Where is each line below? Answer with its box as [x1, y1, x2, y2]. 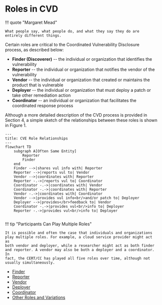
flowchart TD [5, 144, 31, 149]
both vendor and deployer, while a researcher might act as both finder [5, 243, 155, 248]
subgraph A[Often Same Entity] [14, 149, 77, 153]
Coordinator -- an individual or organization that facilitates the [12, 97, 137, 103]
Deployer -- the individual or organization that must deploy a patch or [12, 87, 151, 93]
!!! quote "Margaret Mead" [5, 19, 57, 25]
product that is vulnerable [12, 82, 64, 88]
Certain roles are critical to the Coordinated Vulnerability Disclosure [5, 41, 140, 47]
